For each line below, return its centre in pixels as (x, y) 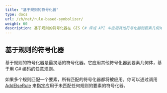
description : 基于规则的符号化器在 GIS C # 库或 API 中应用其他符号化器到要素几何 (82, 28)
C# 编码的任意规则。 (36, 69)
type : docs (16, 14)
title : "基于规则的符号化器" (32, 10)
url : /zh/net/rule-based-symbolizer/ (44, 19)
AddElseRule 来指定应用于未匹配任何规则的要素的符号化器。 (67, 86)
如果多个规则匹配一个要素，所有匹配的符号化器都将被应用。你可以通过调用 (81, 79)
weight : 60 (16, 24)
